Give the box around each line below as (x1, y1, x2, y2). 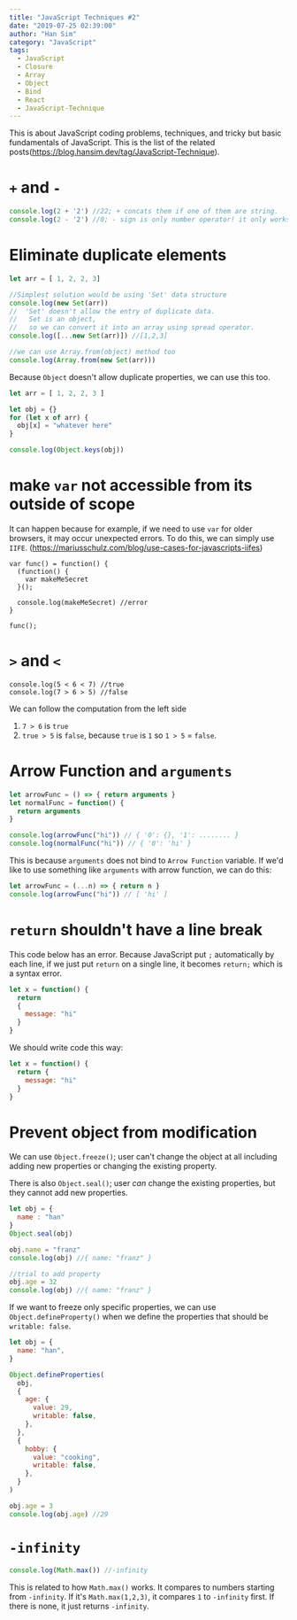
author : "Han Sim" (9, 29, 77, 38)
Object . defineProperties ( (9, 1370, 104, 1379)
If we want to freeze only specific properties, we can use (9, 1302, 217, 1313)
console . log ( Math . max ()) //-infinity (9, 1565, 148, 1575)
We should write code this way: (9, 1043, 124, 1052)
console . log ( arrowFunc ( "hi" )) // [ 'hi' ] (9, 889, 168, 899)
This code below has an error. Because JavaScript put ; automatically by (9, 949, 275, 959)
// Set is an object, (9, 315, 97, 324)
